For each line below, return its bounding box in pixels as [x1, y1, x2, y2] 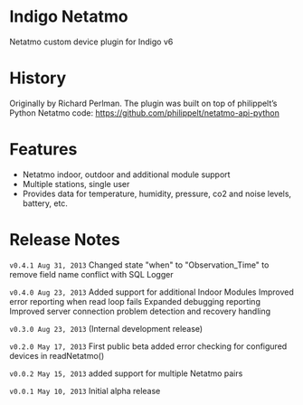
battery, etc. [22, 197, 68, 209]
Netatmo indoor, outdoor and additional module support [22, 169, 231, 180]
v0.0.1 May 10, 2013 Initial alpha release [9, 385, 161, 396]
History [9, 68, 67, 89]
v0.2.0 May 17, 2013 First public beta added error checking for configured [9, 341, 288, 352]
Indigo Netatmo [9, 6, 128, 27]
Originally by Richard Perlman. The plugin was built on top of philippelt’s [9, 98, 278, 108]
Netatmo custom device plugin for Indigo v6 [9, 36, 174, 47]
